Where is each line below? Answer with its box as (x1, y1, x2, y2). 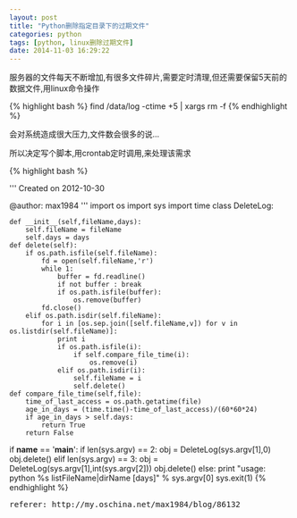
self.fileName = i (72, 374, 142, 383)
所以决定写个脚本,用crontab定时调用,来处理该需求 (9, 148, 191, 159)
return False (25, 429, 74, 438)
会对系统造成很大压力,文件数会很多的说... (9, 129, 160, 139)
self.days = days (25, 233, 90, 242)
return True (41, 421, 87, 430)
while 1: (41, 264, 74, 273)
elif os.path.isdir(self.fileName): (25, 312, 163, 321)
